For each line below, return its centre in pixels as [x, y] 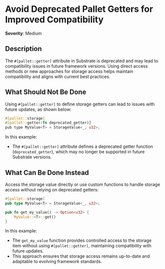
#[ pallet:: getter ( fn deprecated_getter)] [48, 123]
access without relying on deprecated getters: [52, 190]
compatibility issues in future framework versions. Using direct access [77, 66]
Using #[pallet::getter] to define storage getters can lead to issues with [80, 104]
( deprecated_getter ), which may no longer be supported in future [78, 152]
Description [23, 49]
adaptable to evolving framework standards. [57, 262]
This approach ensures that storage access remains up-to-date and [81, 256]
